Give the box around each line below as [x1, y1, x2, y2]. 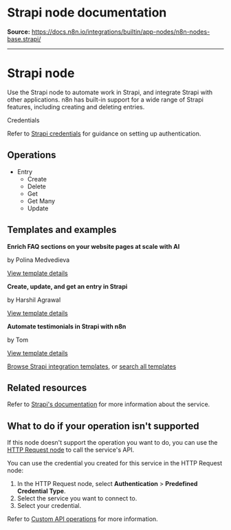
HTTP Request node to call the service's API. [7, 445, 135, 454]
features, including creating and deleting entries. [7, 102, 145, 111]
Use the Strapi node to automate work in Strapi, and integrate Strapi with [7, 88, 213, 96]
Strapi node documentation [7, 5, 167, 21]
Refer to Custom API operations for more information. [7, 515, 158, 523]
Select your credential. [16, 502, 81, 510]
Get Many [27, 197, 56, 205]
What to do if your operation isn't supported [7, 420, 199, 432]
